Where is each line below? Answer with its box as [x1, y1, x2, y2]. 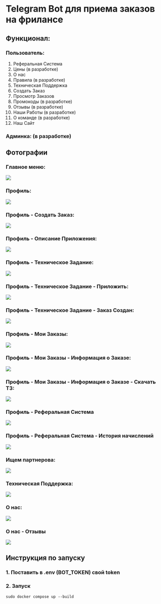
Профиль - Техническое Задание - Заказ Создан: [6, 306, 135, 313]
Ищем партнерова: [6, 456, 56, 463]
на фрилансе [6, 14, 63, 25]
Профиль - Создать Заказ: [6, 211, 75, 218]
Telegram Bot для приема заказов [6, 3, 155, 15]
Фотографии [6, 148, 48, 157]
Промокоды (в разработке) [13, 98, 72, 104]
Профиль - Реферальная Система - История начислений [6, 432, 154, 439]
